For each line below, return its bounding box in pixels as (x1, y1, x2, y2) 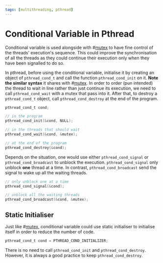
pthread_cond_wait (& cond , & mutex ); (5, 132, 78, 137)
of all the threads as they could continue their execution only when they (5, 55, 150, 61)
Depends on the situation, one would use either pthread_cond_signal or (5, 154, 149, 160)
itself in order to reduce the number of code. (5, 229, 95, 235)
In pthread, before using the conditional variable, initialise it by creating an (5, 70, 155, 75)
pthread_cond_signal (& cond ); (5, 184, 65, 189)
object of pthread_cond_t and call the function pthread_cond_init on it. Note (5, 74, 159, 81)
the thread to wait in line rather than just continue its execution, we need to (5, 85, 156, 91)
